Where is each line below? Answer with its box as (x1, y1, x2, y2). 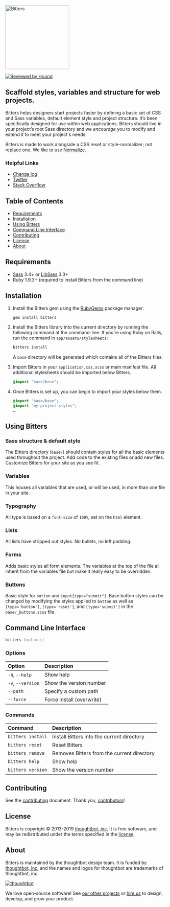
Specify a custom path (44, 687, 99, 694)
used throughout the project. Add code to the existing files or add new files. (5, 454, 164, 460)
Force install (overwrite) (44, 696, 102, 703)
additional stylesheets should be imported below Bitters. (12, 369, 131, 376)
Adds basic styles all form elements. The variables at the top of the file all (5, 563, 160, 569)
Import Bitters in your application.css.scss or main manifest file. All (12, 364, 156, 370)
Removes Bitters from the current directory (52, 750, 155, 757)
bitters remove (8, 751, 45, 756)
